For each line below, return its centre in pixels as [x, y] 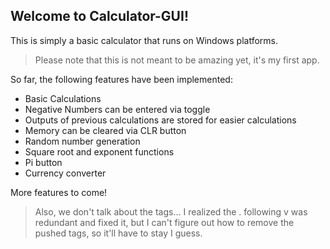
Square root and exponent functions [99, 151]
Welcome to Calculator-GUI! [99, 16]
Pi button [43, 162]
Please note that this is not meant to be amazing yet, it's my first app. [177, 60]
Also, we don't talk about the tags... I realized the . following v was [171, 211]
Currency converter [65, 173]
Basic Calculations [63, 98]
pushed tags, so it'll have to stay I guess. [118, 233]
